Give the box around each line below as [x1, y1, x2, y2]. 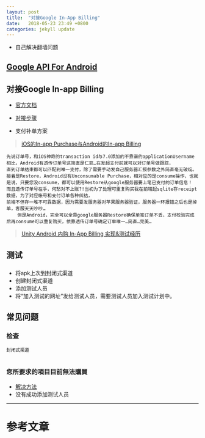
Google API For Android [6, 62, 98, 72]
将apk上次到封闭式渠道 [15, 269, 73, 277]
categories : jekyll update [6, 26, 75, 32]
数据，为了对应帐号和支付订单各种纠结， [6, 193, 93, 199]
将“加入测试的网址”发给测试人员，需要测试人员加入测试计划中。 [15, 292, 176, 300]
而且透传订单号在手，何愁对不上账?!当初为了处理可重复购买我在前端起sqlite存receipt [6, 186, 197, 193]
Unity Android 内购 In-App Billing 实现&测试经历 [21, 230, 141, 237]
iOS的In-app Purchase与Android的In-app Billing [21, 140, 142, 147]
